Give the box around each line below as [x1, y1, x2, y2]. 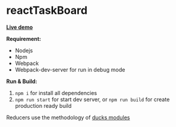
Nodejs [14, 46, 33, 54]
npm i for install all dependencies [14, 89, 98, 96]
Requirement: [6, 35, 42, 42]
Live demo [6, 23, 33, 31]
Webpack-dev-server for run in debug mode [14, 66, 125, 73]
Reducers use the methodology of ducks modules [6, 114, 130, 121]
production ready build [14, 102, 72, 109]
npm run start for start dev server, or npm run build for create [14, 96, 170, 103]
